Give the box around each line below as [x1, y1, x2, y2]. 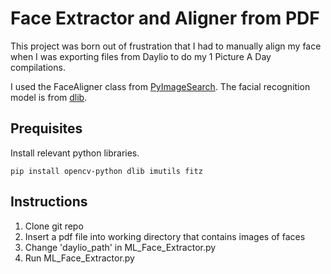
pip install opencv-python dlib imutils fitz [10, 166, 203, 176]
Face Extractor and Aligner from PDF [10, 7, 320, 30]
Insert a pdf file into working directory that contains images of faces [24, 230, 306, 242]
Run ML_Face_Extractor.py [24, 252, 135, 264]
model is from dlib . [10, 91, 88, 103]
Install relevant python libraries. [10, 147, 140, 159]
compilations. [10, 61, 66, 73]
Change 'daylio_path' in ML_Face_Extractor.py [24, 241, 217, 253]
